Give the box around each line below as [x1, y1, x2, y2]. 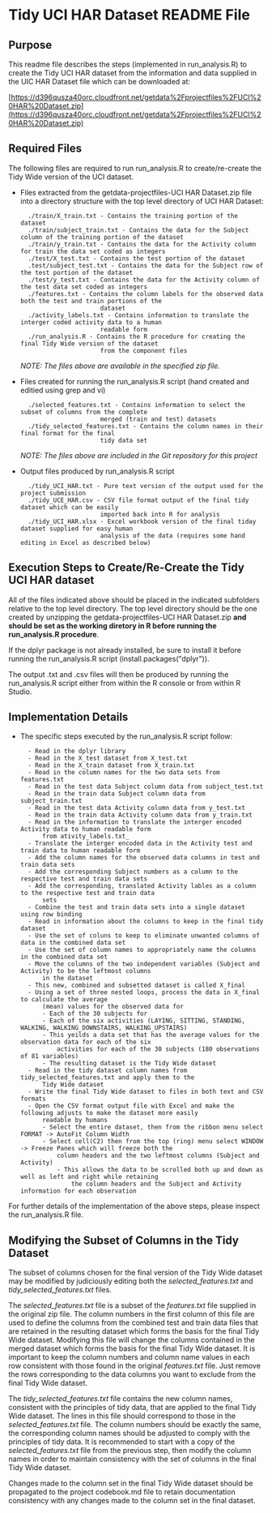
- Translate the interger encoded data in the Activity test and [28, 839, 253, 848]
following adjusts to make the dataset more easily [19, 1109, 198, 1117]
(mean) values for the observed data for [41, 1003, 184, 1011]
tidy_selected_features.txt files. [8, 1285, 112, 1295]
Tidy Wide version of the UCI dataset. [8, 172, 134, 182]
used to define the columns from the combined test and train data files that [8, 1318, 259, 1327]
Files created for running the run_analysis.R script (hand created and [19, 376, 249, 386]
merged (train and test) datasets [100, 415, 217, 423]
